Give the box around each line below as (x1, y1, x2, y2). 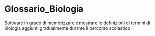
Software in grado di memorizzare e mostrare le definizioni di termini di (4, 20, 150, 26)
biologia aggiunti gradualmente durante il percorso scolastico (4, 25, 130, 31)
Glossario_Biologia (4, 3, 84, 15)
